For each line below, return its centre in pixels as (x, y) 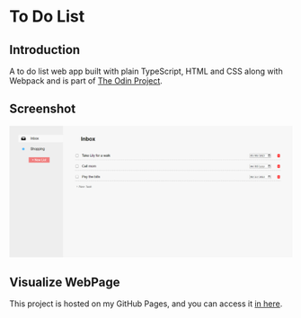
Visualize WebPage (65, 282)
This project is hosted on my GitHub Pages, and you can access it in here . (146, 304)
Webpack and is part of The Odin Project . (86, 81)
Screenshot (43, 109)
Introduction (45, 50)
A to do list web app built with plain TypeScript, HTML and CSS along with (146, 71)
